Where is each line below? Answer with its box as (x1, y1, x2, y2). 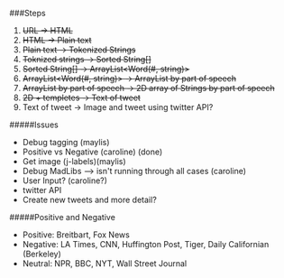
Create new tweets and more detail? (22, 194, 158, 205)
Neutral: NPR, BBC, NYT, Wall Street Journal (22, 258, 188, 269)
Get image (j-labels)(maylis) (22, 156, 126, 166)
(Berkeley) (22, 248, 61, 259)
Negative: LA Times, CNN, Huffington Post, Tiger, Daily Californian (22, 239, 270, 249)
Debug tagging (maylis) (22, 137, 110, 147)
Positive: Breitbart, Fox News (22, 229, 131, 240)
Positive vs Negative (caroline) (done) (22, 146, 163, 157)
